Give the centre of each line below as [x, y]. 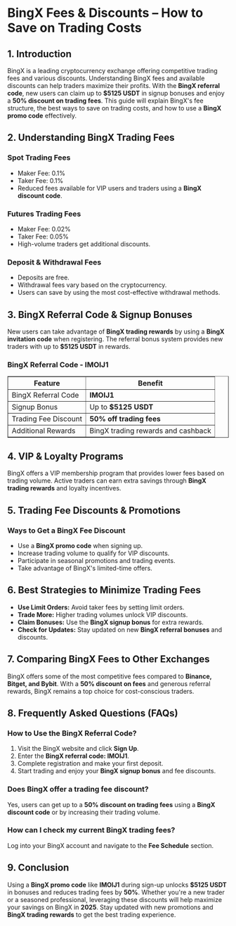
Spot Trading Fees [39, 158]
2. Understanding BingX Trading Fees [91, 138]
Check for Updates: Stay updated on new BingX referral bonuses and [120, 629]
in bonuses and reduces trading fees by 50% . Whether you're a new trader [116, 892]
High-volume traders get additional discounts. [84, 243]
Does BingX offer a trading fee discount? [78, 789]
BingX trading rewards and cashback [151, 431]
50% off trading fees [125, 419]
